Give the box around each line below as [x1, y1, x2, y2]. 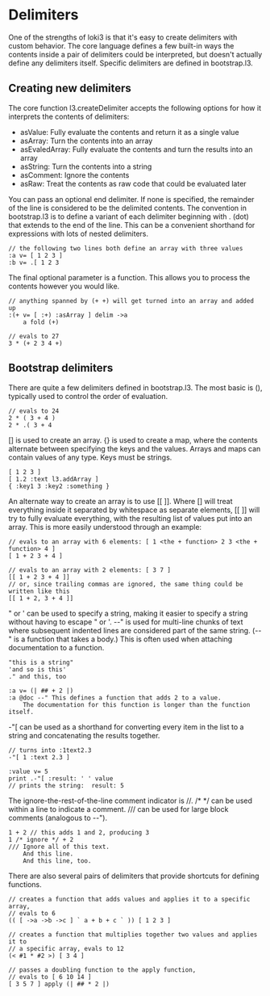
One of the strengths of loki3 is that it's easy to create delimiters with [8, 32, 238, 42]
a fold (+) [23, 317, 60, 326]
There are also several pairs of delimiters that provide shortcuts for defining [8, 871, 260, 880]
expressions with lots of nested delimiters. [8, 229, 149, 238]
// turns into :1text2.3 [8, 746, 92, 754]
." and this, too [8, 672, 67, 680]
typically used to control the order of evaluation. [8, 391, 168, 401]
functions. [8, 879, 42, 889]
